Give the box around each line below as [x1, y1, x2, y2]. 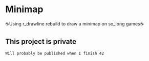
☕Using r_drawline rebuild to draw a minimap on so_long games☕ [5, 20, 144, 26]
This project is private [5, 37, 77, 46]
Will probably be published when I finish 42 [5, 51, 104, 56]
